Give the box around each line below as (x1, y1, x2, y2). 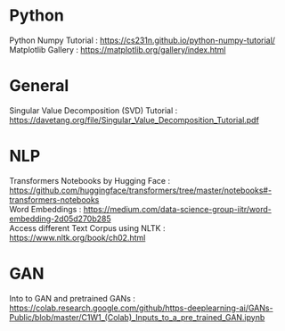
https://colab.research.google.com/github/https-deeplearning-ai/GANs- (9, 302, 273, 313)
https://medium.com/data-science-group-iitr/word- (83, 203, 272, 214)
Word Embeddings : (9, 203, 82, 214)
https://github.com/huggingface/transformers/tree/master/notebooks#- (9, 185, 273, 195)
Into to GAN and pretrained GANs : (9, 293, 136, 303)
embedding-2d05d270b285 (9, 213, 111, 224)
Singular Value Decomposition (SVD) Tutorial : (9, 104, 178, 116)
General (9, 76, 69, 96)
